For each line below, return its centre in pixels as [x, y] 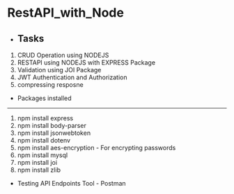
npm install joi [37, 162]
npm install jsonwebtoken [54, 133]
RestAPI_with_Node [65, 13]
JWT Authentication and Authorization [72, 77]
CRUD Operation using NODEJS [63, 55]
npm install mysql [42, 155]
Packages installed [44, 98]
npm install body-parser [52, 126]
